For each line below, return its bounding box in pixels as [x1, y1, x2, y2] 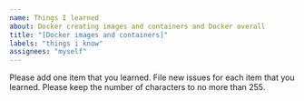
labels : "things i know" [9, 38, 103, 48]
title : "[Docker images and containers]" [9, 30, 169, 39]
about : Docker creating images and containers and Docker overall [9, 22, 266, 31]
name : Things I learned [9, 13, 100, 23]
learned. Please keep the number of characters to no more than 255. [9, 82, 266, 93]
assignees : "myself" [9, 47, 88, 56]
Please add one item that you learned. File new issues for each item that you [9, 72, 295, 83]
